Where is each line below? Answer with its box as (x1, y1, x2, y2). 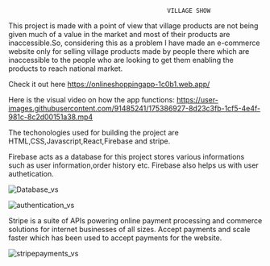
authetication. (8, 169, 54, 178)
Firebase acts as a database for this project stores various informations (8, 152, 245, 161)
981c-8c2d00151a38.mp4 (8, 112, 93, 122)
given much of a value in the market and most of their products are (8, 30, 231, 39)
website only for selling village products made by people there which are (8, 47, 250, 56)
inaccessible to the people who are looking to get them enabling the (8, 56, 234, 64)
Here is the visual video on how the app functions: (8, 95, 175, 104)
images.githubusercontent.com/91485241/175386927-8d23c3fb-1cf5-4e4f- (8, 104, 261, 113)
